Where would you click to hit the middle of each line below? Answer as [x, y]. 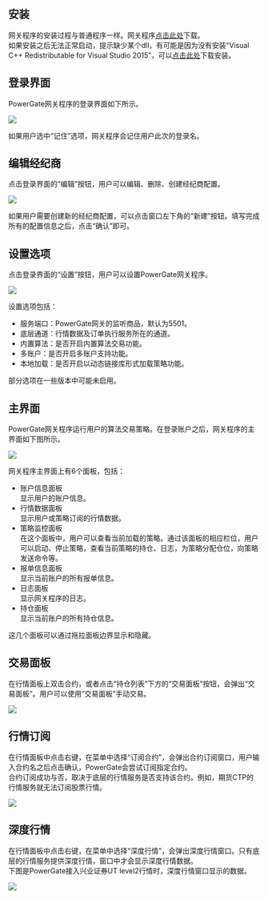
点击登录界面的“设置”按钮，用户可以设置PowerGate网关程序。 [110, 275]
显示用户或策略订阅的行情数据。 [72, 518]
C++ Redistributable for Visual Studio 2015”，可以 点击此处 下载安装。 [122, 55]
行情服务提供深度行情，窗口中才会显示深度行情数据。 [110, 861]
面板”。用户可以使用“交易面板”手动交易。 [83, 693]
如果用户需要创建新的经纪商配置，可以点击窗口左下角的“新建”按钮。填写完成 [134, 216]
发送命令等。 [41, 558]
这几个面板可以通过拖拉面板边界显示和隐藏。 [82, 636]
